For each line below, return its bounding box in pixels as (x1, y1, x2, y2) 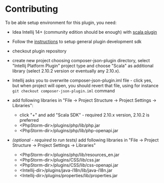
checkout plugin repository (12, 48, 67, 54)
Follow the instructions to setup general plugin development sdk (12, 38, 142, 45)
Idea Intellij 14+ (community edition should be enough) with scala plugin (12, 29, 158, 35)
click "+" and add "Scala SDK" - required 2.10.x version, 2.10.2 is (19, 112, 150, 118)
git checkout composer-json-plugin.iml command (12, 88, 115, 93)
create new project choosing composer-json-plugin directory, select (12, 57, 150, 63)
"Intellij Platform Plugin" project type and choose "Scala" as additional (12, 63, 154, 69)
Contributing (5, 3, 58, 15)
